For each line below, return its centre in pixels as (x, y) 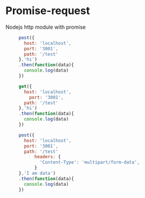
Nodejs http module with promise (46, 27)
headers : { (48, 157)
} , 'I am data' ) (37, 173)
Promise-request (48, 11)
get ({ (25, 86)
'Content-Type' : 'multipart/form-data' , (90, 162)
